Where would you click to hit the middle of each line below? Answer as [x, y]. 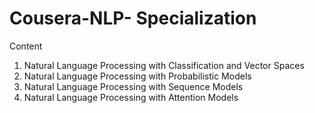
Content [26, 46]
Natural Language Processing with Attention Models [131, 97]
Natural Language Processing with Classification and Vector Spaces [164, 65]
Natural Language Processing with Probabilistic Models [137, 76]
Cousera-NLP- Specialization [133, 18]
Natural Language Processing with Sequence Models [133, 86]
